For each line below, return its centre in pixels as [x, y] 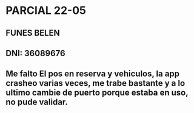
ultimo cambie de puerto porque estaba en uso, [97, 93]
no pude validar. [37, 102]
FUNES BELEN [33, 33]
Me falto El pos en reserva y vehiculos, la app [93, 74]
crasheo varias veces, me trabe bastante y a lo [95, 83]
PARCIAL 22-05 [46, 11]
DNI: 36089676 [35, 53]
